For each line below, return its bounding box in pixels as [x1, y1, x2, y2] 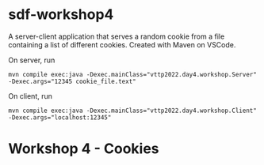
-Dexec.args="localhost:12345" [8, 113, 112, 122]
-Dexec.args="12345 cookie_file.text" [8, 77, 136, 85]
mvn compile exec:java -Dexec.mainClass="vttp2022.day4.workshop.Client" [8, 107, 258, 114]
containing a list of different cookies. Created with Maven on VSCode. [8, 39, 236, 49]
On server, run [8, 55, 55, 65]
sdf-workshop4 [8, 6, 114, 24]
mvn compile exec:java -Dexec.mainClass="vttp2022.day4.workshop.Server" [8, 70, 258, 78]
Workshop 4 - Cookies [8, 140, 160, 158]
